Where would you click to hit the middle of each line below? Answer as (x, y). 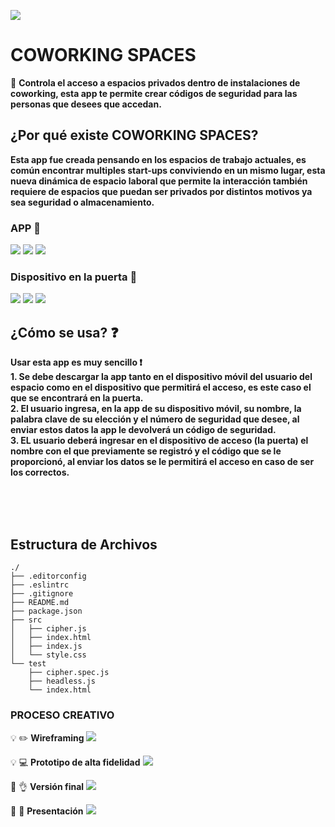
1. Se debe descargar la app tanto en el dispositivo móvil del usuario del (161, 377)
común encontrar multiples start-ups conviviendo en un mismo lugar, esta (168, 170)
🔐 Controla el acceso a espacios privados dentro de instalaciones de (155, 82)
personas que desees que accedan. (86, 104)
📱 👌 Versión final (47, 787)
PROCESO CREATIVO (62, 715)
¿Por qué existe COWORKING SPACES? (134, 135)
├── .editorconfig (48, 576)
